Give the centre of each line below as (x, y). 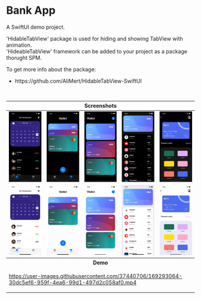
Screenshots (100, 106)
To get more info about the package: (51, 69)
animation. (19, 45)
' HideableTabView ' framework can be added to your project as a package (97, 51)
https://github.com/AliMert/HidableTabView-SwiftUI (78, 81)
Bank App (31, 10)
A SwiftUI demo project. (36, 27)
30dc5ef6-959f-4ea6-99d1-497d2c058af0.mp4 (72, 283)
